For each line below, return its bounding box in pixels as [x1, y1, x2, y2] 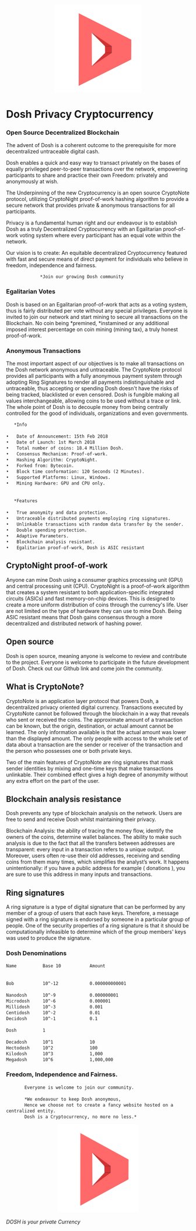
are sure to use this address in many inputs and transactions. [6, 871, 153, 878]
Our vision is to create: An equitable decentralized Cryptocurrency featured [6, 250, 188, 257]
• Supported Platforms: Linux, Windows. [6, 475, 111, 480]
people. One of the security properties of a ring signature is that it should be [6, 922, 189, 929]
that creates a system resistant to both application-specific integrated [6, 588, 174, 596]
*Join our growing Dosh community [40, 274, 124, 280]
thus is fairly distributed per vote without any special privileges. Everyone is [6, 307, 188, 314]
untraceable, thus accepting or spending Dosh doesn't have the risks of [6, 385, 179, 392]
